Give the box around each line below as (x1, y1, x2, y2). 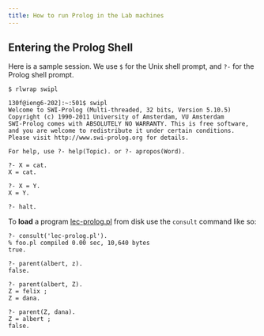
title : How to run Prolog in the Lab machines (8, 11, 164, 20)
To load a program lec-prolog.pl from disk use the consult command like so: (8, 217, 257, 226)
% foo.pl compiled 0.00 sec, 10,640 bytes (8, 239, 150, 247)
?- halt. (8, 203, 37, 211)
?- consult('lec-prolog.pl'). (8, 232, 108, 240)
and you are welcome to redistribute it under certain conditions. (8, 127, 236, 135)
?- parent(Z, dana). (8, 308, 77, 316)
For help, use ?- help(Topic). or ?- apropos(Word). (8, 148, 186, 156)
